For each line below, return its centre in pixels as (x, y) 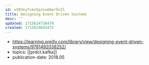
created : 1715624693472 (30, 28)
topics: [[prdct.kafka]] (35, 52)
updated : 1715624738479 (30, 23)
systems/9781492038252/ (39, 47)
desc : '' (14, 19)
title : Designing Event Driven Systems (46, 14)
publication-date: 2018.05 (38, 57)
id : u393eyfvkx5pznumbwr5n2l (35, 10)
